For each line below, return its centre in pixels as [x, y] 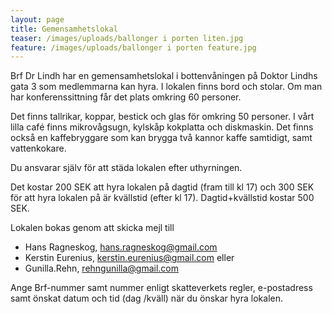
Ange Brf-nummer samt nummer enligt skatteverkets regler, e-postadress [161, 288]
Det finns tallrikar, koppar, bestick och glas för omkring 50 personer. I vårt [162, 117]
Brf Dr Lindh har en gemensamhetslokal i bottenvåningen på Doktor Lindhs [164, 76]
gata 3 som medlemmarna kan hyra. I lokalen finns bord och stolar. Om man [166, 87]
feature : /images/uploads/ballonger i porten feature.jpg [133, 47]
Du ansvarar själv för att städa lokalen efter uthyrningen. [126, 168]
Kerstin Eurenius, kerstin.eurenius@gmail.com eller [129, 258]
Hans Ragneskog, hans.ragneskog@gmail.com [121, 247]
